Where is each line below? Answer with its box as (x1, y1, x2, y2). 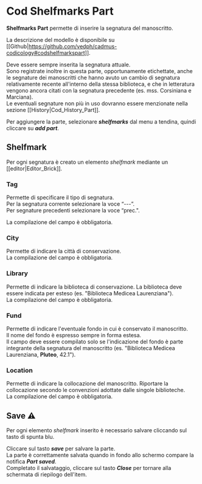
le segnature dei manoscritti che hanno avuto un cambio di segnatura (6, 74, 181, 81)
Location (6, 366, 33, 374)
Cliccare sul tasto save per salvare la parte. (6, 445, 116, 452)
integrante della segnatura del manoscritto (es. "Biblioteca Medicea (6, 344, 175, 351)
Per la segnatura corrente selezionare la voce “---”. (6, 200, 135, 208)
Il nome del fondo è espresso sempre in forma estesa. (6, 331, 142, 338)
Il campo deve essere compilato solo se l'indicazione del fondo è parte (6, 338, 184, 345)
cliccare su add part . (6, 124, 60, 132)
